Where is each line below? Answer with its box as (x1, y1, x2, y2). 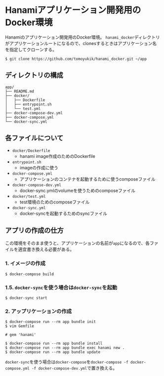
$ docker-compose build (5, 272, 54, 277)
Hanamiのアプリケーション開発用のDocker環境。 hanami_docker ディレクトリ (5, 34, 161, 40)
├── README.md (5, 89, 35, 94)
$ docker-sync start (5, 295, 48, 300)
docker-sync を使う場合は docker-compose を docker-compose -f (5, 359, 128, 365)
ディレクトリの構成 (5, 71, 63, 80)
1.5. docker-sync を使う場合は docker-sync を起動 (5, 284, 118, 291)
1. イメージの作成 (5, 260, 46, 267)
